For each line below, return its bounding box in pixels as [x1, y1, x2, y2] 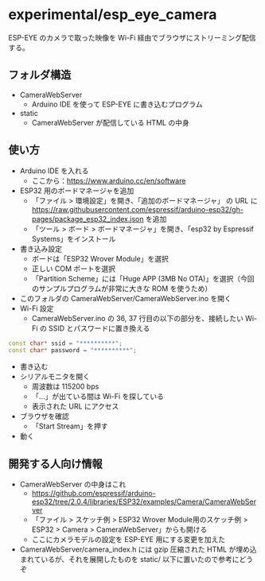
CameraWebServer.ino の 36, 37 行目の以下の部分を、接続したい [31, 313, 244, 323]
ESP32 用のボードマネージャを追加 [19, 185, 134, 196]
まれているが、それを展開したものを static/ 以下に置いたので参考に [19, 555, 240, 564]
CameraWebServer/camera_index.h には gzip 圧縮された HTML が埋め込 [19, 544, 257, 554]
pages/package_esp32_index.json [31, 214, 144, 223]
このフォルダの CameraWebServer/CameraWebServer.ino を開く [19, 293, 232, 303]
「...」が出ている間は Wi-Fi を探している [31, 392, 165, 401]
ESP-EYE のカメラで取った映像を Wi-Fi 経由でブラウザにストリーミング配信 [8, 33, 256, 42]
